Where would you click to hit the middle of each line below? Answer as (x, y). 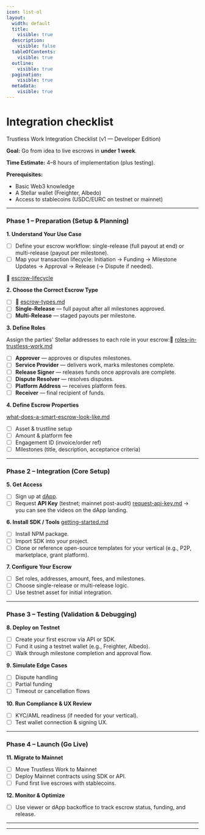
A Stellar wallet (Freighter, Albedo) (58, 193)
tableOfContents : (34, 52)
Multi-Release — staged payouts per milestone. (76, 316)
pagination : (27, 75)
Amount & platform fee (44, 436)
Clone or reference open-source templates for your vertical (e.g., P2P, (103, 547)
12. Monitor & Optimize (36, 795)
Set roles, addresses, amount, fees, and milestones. (80, 578)
